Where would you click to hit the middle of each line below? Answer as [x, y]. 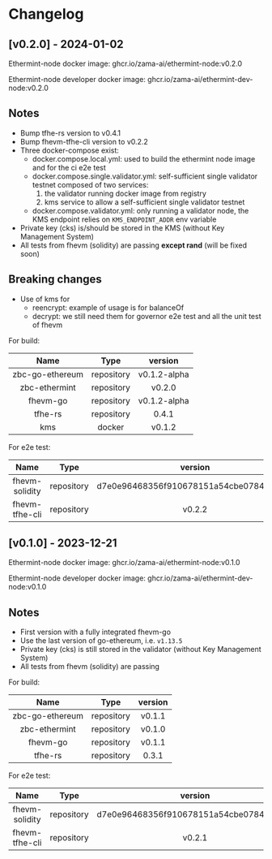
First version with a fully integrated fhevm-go [96, 632]
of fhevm [47, 325]
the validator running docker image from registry [125, 193]
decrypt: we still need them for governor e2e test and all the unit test [147, 316]
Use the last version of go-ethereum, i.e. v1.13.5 [101, 641]
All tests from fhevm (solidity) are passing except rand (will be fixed [133, 245]
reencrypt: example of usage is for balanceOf [108, 307]
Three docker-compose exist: [70, 150]
